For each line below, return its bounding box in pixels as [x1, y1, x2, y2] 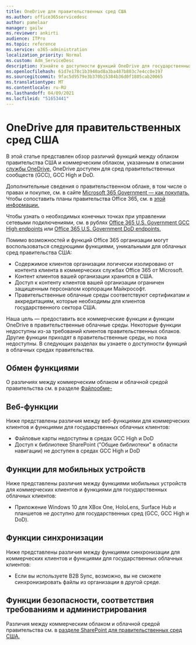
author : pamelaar [6, 19, 48, 25]
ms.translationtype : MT [6, 80, 64, 85]
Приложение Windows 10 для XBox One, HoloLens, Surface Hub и [14, 504, 176, 510]
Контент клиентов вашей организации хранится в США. [14, 273, 153, 280]
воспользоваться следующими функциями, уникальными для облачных [6, 242, 187, 249]
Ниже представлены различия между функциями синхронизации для [6, 548, 180, 555]
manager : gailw [6, 25, 43, 31]
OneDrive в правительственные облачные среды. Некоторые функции [6, 321, 181, 328]
